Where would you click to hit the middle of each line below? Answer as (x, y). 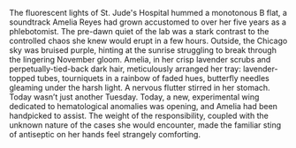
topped (22, 78)
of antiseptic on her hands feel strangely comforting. (105, 134)
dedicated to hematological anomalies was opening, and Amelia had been (144, 106)
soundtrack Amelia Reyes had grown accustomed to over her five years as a (148, 22)
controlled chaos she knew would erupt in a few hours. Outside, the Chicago (148, 41)
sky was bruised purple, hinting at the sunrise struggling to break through (143, 50)
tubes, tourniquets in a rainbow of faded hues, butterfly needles (153, 78)
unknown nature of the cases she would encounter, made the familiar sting (145, 125)
